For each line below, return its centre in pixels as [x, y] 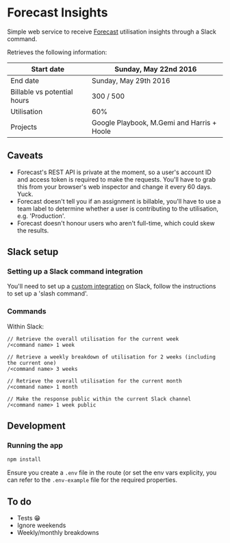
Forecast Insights [57, 13]
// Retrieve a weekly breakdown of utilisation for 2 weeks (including [111, 357]
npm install [24, 460]
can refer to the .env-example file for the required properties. [92, 480]
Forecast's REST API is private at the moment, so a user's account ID [114, 172]
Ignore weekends [41, 525]
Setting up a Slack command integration [75, 271]
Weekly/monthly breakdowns [58, 533]
